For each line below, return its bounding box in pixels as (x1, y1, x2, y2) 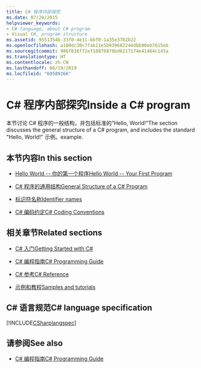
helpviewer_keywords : (6, 20, 61, 26)
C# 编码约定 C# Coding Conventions (14, 209, 104, 215)
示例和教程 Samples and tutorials (14, 283, 96, 290)
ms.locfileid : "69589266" (6, 71, 71, 77)
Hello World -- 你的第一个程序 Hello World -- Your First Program (14, 170, 173, 177)
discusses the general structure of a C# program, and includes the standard (6, 126, 195, 133)
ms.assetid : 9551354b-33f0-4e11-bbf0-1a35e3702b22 (6, 37, 136, 43)
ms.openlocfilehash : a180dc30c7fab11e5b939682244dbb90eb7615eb (6, 43, 169, 49)
